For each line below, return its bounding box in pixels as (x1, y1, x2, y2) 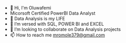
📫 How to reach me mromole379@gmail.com (10, 32, 105, 38)
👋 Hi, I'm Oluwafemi (10, 5, 51, 11)
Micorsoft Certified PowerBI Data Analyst (10, 10, 96, 16)
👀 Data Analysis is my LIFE (10, 16, 66, 21)
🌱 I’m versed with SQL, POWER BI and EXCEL (10, 21, 104, 27)
